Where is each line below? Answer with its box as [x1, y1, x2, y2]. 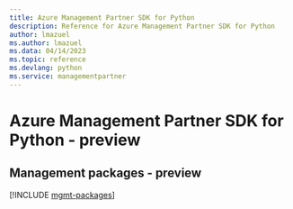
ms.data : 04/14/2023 [9, 47, 87, 56]
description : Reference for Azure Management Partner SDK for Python [9, 22, 276, 31]
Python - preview [9, 130, 141, 150]
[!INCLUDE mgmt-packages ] [9, 189, 115, 200]
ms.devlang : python [9, 64, 83, 73]
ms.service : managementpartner [9, 72, 127, 81]
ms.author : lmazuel [9, 38, 83, 48]
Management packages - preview [9, 166, 202, 181]
